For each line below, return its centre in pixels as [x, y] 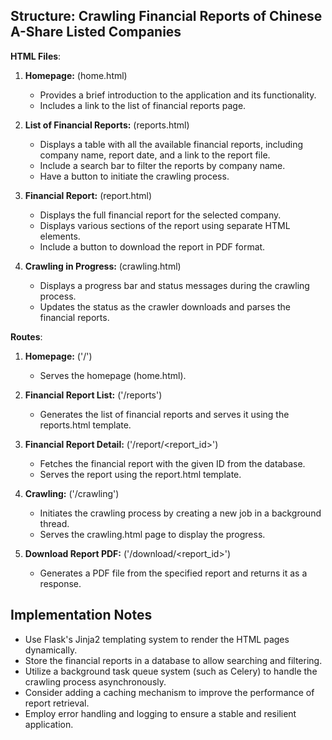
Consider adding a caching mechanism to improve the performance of [169, 692]
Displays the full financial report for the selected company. [160, 215]
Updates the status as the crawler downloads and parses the [165, 306]
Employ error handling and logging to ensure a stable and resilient [160, 713]
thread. [54, 523]
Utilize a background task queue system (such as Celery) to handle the [171, 671]
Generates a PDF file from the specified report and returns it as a [173, 573]
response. [60, 583]
